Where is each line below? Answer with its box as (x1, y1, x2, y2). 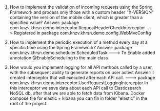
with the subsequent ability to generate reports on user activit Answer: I (9, 70, 154, 75)
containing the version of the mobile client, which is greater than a (9, 15, 143, 20)
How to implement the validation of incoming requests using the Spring (9, 4, 153, 10)
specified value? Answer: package (9, 19, 79, 25)
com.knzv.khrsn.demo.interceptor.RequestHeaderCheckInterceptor (9, 25, 145, 31)
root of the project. (9, 101, 48, 106)
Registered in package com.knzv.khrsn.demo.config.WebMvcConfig (14, 30, 151, 36)
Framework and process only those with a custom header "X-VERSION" (9, 9, 154, 15)
